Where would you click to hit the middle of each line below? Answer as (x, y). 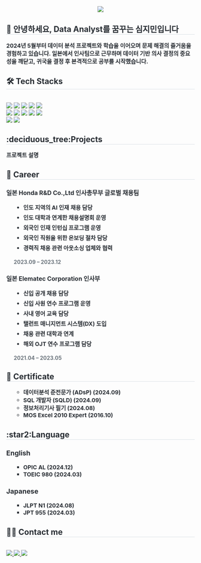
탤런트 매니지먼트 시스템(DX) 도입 (65, 323)
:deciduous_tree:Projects (54, 139)
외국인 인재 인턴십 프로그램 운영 (62, 228)
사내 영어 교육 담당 (46, 313)
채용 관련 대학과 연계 (48, 334)
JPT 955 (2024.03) (49, 513)
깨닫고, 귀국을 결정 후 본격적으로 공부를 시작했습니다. (83, 61)
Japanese (22, 491)
